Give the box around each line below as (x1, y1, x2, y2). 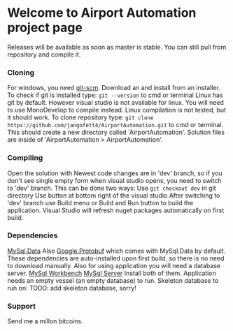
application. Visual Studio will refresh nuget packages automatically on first (7, 206, 225, 214)
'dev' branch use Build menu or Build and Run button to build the (7, 198, 194, 207)
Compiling (7, 153, 43, 163)
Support (7, 301, 36, 311)
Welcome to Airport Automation (7, 5, 197, 21)
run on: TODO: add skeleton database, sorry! (7, 284, 136, 292)
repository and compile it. (7, 50, 81, 59)
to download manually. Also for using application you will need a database (7, 261, 221, 270)
